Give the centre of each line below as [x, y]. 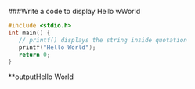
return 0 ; [34, 55]
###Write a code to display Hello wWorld [74, 11]
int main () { [29, 33]
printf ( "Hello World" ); [57, 47]
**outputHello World [41, 77]
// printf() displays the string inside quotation [103, 40]
